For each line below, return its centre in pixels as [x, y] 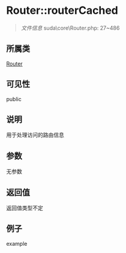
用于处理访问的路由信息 [35, 135]
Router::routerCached [62, 11]
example [17, 243]
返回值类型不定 [25, 208]
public [14, 99]
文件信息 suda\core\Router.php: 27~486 [70, 28]
